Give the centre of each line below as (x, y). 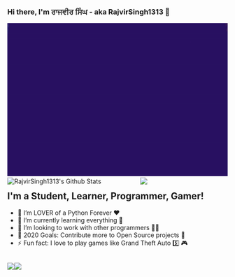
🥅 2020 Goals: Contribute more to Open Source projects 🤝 (101, 235)
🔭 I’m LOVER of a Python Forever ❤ (69, 213)
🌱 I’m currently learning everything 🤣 (70, 220)
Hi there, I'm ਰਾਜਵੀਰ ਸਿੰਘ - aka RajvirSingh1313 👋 (88, 12)
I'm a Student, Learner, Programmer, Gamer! (106, 196)
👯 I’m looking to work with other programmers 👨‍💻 (88, 228)
